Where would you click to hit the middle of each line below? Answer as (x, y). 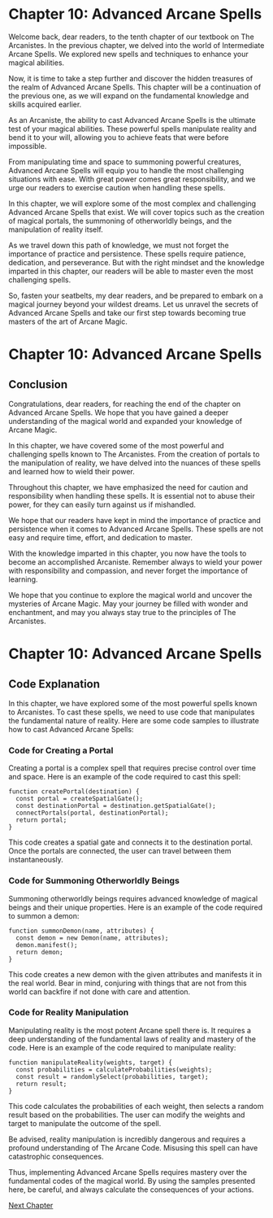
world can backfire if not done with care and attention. (100, 991)
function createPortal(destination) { (74, 792)
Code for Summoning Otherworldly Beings (94, 881)
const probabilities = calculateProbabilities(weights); (114, 1070)
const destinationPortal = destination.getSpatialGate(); (116, 806)
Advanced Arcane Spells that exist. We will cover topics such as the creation (136, 212)
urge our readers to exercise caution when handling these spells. (117, 187)
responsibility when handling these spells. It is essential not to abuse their (132, 495)
